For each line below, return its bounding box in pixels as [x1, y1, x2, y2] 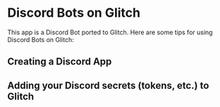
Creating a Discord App [7, 56, 112, 68]
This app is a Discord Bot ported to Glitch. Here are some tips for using [7, 28, 213, 36]
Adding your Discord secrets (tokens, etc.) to [7, 79, 209, 92]
